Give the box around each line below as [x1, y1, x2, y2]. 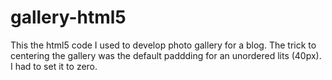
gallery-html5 [10, 6, 127, 29]
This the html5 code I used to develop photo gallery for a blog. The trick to [10, 39, 317, 51]
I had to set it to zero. [10, 60, 98, 72]
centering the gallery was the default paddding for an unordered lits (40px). [10, 49, 322, 61]
